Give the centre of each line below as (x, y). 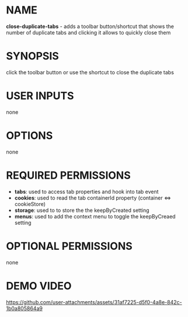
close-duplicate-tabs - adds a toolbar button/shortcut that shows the (90, 26)
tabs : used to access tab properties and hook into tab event (86, 191)
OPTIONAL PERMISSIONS (69, 246)
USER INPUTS (40, 96)
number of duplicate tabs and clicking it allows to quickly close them (88, 32)
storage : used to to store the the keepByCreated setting (82, 210)
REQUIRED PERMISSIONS (69, 175)
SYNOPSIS (33, 56)
